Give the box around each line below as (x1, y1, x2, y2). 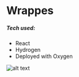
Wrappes (6, 4, 54, 18)
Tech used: (6, 24, 36, 31)
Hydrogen (15, 46, 41, 54)
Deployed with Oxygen (15, 53, 73, 60)
